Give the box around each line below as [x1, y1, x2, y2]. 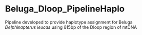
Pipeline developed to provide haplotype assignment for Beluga [5, 19, 133, 25]
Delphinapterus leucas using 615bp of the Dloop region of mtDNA [5, 24, 137, 30]
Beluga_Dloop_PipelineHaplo [5, 3, 125, 14]
